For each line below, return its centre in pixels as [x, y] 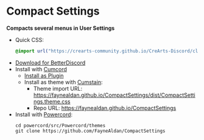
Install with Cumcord [41, 69]
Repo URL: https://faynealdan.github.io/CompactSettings [105, 108]
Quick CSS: [30, 40]
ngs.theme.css [52, 101]
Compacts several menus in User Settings [61, 28]
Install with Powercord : [44, 114]
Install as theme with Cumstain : [63, 82]
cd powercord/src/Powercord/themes [60, 125]
